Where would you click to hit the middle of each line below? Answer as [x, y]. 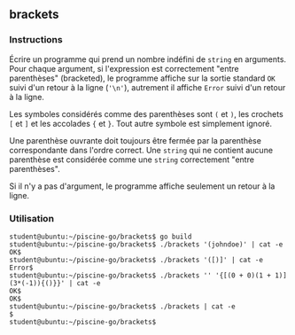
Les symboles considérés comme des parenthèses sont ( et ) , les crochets [146, 113]
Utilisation [32, 218]
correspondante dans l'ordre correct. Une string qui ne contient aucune [141, 150]
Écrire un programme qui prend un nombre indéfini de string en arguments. [147, 59]
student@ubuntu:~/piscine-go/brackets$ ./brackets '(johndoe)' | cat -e [146, 244]
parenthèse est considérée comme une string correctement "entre [132, 160]
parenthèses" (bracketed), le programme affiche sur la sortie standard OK [143, 78]
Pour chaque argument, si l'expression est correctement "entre [124, 68]
